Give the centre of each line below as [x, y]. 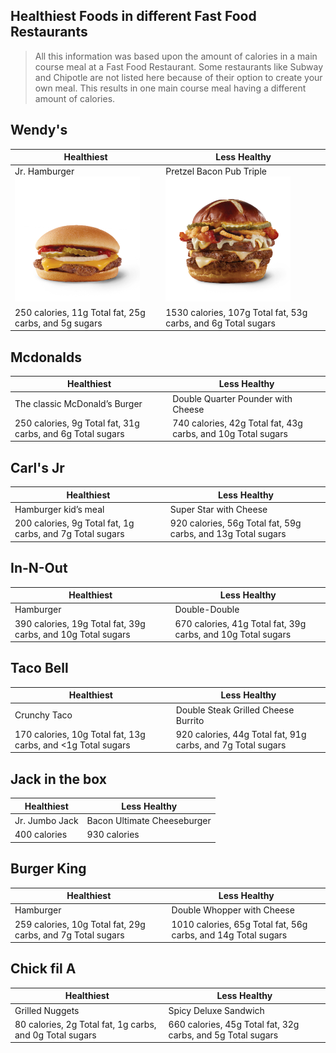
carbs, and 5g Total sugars [223, 1035]
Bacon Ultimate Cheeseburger [149, 820]
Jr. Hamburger [44, 171]
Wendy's [39, 130]
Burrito [190, 720]
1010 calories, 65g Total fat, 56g [239, 924]
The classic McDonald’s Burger [78, 404]
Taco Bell [39, 668]
